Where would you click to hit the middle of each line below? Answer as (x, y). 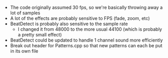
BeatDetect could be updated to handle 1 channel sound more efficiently (86, 40)
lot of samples (25, 13)
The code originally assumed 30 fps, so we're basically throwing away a (86, 7)
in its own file (24, 51)
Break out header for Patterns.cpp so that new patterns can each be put (86, 45)
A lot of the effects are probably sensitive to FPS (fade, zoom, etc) (80, 18)
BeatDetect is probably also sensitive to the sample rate (69, 24)
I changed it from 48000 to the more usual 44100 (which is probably (90, 29)
